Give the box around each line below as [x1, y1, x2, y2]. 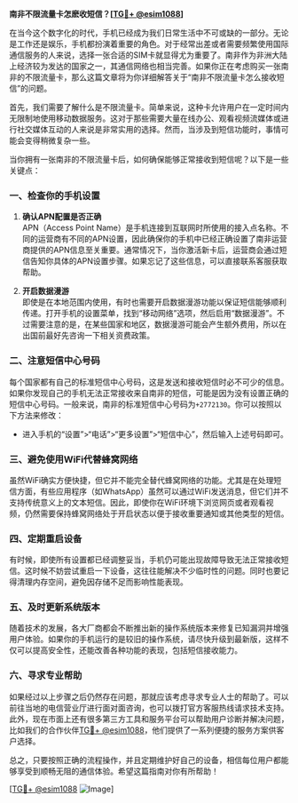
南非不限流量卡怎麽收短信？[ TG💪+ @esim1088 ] [9, 9, 184, 19]
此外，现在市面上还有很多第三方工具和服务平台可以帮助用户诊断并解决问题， [9, 713, 289, 724]
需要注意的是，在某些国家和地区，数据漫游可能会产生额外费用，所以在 [29, 319, 286, 330]
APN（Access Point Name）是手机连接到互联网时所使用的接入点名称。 [21, 222, 281, 234]
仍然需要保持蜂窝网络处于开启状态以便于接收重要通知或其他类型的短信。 [24, 508, 289, 519]
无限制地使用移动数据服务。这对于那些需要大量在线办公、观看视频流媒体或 [9, 113, 281, 123]
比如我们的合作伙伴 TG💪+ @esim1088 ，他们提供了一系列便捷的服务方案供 [9, 724, 277, 735]
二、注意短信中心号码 [9, 354, 100, 367]
